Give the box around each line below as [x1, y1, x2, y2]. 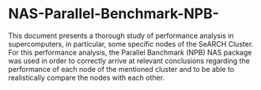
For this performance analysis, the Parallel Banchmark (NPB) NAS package [8, 47, 252, 57]
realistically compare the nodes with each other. [8, 73, 165, 82]
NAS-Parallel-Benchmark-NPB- [8, 5, 220, 23]
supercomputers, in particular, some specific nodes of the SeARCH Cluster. [8, 39, 254, 48]
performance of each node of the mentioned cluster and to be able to [8, 64, 235, 73]
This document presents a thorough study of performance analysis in [8, 31, 235, 40]
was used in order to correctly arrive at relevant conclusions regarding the [8, 56, 251, 66]
